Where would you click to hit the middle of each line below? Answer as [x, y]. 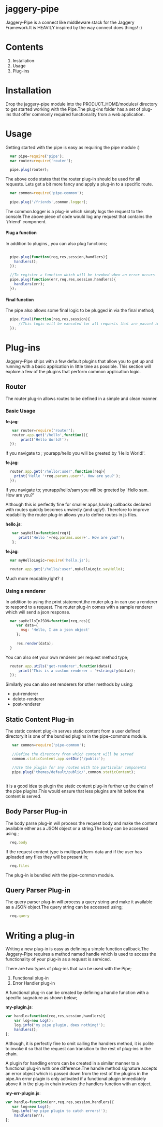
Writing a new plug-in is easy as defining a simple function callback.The [77, 949]
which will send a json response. [38, 612]
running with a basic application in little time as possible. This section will [78, 366]
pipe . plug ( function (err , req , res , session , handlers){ [63, 280]
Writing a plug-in [40, 936]
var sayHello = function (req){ [41, 533]
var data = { [27, 625]
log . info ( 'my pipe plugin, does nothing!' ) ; [60, 1025]
